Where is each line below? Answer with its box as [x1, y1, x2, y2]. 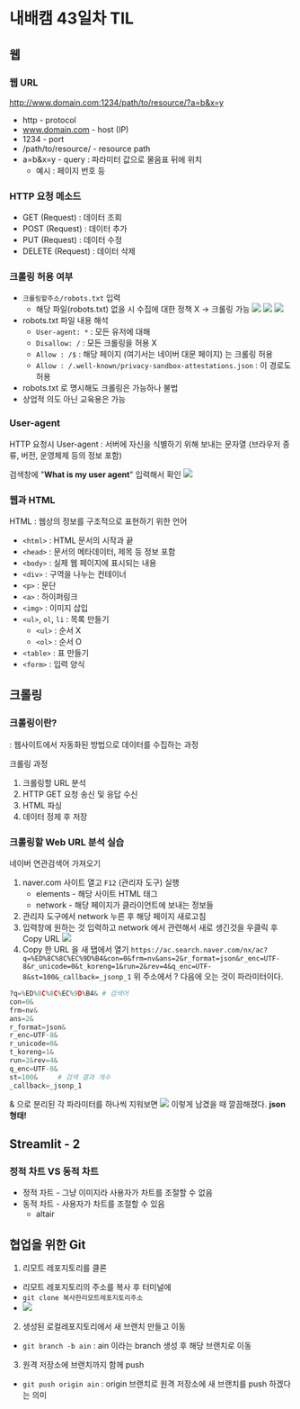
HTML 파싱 [22, 799, 63, 810]
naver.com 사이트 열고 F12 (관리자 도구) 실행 [22, 877, 180, 888]
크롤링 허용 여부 [9, 271, 74, 284]
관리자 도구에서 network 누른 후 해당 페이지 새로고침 [22, 911, 207, 922]
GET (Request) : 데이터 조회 [22, 212, 123, 223]
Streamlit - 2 [9, 1136, 81, 1152]
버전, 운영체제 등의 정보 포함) [21, 449, 123, 460]
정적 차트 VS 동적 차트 [9, 1165, 99, 1178]
